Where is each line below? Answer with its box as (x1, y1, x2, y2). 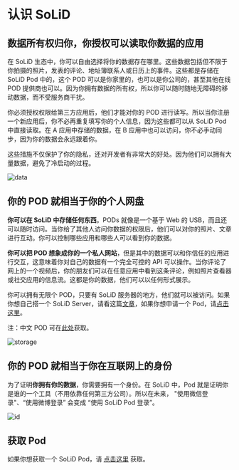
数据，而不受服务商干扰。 (13, 93, 89, 101)
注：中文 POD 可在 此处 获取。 (7, 323, 93, 332)
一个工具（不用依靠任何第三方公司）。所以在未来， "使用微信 (26, 389, 203, 397)
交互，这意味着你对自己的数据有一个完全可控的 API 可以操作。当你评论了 (13, 257, 227, 266)
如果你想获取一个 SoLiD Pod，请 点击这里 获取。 (7, 455, 149, 464)
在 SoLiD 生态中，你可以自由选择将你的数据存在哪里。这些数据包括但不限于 (7, 58, 228, 66)
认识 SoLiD (7, 6, 71, 23)
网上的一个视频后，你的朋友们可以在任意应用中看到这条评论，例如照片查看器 (7, 266, 232, 275)
